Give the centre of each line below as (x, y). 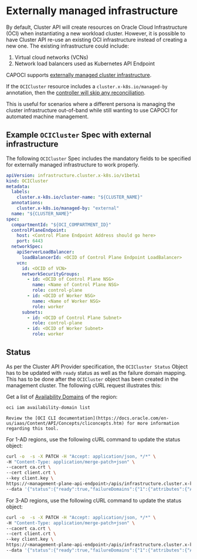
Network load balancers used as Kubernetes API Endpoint (85, 64)
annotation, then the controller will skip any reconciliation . (76, 92)
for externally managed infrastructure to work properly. (73, 164)
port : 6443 (30, 241)
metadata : (18, 187)
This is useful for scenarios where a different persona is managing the (91, 104)
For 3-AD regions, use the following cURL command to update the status (94, 500)
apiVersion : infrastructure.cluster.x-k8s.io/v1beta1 (73, 175)
